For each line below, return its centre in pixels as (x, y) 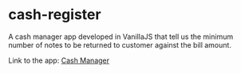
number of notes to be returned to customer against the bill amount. (120, 44)
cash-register (55, 15)
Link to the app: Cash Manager (59, 60)
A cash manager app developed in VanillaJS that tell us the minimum (121, 36)
